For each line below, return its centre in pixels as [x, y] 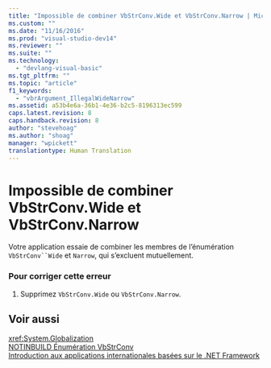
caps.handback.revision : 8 [54, 121]
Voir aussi [34, 319]
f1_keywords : [30, 91]
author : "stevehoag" [43, 128]
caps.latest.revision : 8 [50, 114]
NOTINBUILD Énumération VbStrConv [71, 347]
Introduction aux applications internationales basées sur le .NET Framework [134, 356]
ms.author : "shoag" [41, 135]
